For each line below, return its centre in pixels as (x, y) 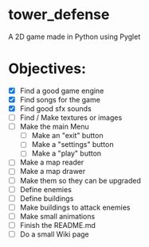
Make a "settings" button (73, 145)
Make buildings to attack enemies (75, 207)
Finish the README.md (57, 225)
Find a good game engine (62, 91)
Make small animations (57, 216)
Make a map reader (52, 162)
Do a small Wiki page (54, 234)
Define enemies (45, 189)
